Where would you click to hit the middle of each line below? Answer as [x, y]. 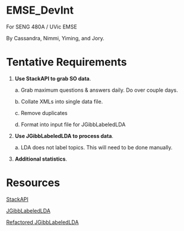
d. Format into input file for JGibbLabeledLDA [70, 124]
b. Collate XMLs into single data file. [59, 101]
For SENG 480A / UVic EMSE [42, 27]
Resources [33, 183]
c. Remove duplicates [41, 113]
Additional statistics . [41, 159]
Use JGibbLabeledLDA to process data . [64, 136]
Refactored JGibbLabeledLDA [42, 222]
